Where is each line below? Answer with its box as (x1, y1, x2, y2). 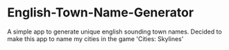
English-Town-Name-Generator (7, 5, 194, 21)
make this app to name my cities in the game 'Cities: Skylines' (7, 34, 184, 42)
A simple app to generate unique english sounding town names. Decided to (7, 27, 222, 36)
